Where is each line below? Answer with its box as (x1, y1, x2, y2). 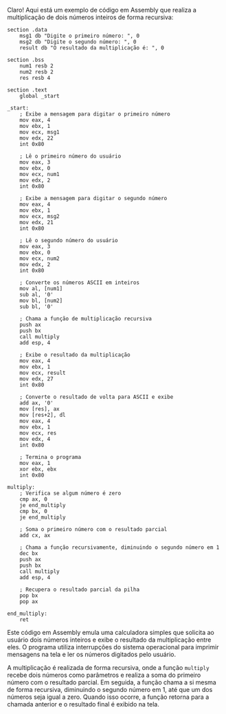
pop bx (19, 592, 38, 599)
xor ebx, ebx (19, 466, 57, 473)
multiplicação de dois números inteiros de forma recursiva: (7, 13, 174, 21)
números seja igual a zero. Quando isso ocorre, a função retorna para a (7, 693, 210, 701)
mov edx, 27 (19, 376, 54, 382)
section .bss (7, 56, 45, 63)
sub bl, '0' (19, 303, 54, 310)
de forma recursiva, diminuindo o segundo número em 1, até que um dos (7, 686, 213, 693)
